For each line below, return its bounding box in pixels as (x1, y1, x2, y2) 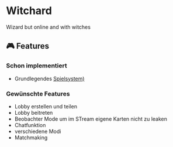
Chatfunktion (14, 121, 46, 128)
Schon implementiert (6, 61, 67, 70)
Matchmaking (14, 134, 48, 141)
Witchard (6, 4, 53, 18)
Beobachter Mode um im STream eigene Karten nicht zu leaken (14, 115, 168, 122)
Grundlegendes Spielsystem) (14, 75, 85, 82)
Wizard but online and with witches (6, 23, 91, 30)
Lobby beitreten (14, 109, 53, 116)
